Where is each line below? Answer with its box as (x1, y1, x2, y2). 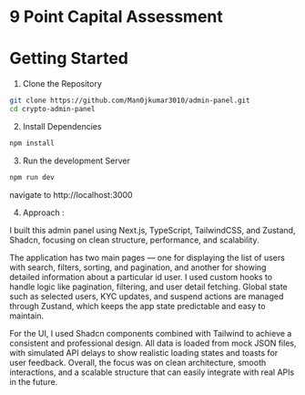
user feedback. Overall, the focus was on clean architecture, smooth (9, 357, 267, 368)
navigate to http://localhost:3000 (9, 189, 134, 200)
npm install (9, 139, 55, 148)
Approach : (22, 207, 66, 218)
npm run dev (9, 172, 55, 182)
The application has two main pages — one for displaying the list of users (9, 252, 285, 263)
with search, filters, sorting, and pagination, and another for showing (9, 262, 267, 273)
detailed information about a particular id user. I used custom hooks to (9, 271, 273, 282)
